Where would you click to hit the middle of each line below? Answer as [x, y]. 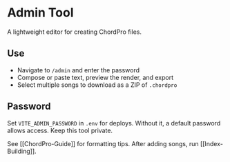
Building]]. [22, 151]
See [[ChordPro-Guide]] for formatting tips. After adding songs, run [103, 143]
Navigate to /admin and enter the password [78, 70]
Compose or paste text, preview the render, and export [95, 77]
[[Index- [211, 143]
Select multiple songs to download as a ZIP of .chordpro [97, 85]
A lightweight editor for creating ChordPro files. [75, 32]
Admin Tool [40, 13]
